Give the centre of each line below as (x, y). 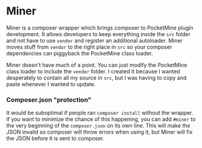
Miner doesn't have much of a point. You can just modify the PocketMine (97, 65)
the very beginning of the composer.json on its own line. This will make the (98, 126)
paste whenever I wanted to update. (51, 84)
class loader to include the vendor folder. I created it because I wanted (93, 71)
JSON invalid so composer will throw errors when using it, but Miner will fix (99, 132)
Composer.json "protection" (49, 99)
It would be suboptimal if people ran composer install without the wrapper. (100, 113)
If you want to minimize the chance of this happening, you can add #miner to (101, 119)
